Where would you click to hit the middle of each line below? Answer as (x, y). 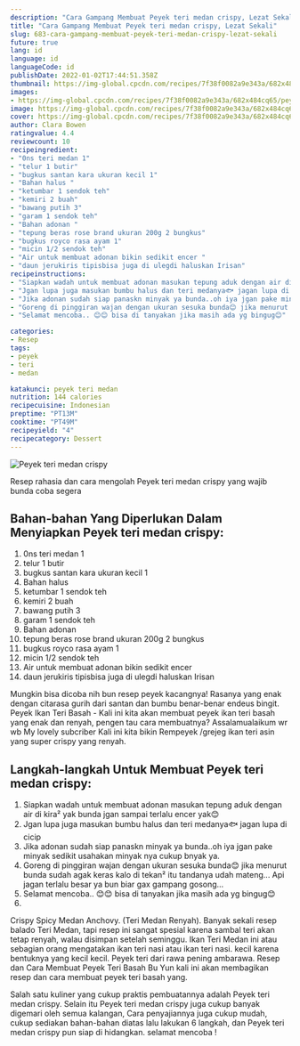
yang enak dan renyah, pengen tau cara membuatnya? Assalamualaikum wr (149, 723)
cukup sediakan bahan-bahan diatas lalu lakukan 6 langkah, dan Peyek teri (147, 1023)
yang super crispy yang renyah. (69, 742)
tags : (20, 348)
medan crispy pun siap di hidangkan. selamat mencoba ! (114, 1033)
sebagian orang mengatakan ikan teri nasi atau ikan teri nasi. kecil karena (145, 949)
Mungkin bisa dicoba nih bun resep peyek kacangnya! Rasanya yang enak (146, 694)
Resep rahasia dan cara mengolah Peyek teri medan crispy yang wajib (139, 481)
